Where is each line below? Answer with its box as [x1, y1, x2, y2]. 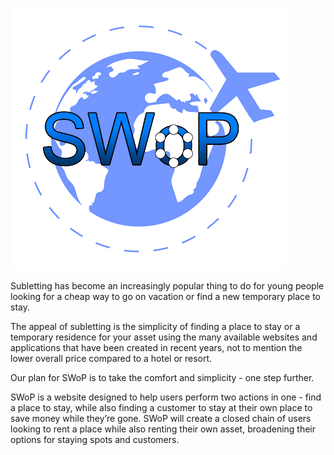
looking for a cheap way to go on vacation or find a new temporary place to [10, 291, 321, 302]
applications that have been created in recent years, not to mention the [10, 342, 303, 353]
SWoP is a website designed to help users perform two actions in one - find [10, 391, 322, 403]
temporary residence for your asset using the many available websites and [10, 331, 318, 343]
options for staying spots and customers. [10, 434, 180, 445]
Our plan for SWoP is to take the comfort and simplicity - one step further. [10, 372, 315, 383]
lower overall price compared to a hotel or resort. [10, 353, 213, 364]
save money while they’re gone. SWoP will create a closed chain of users [10, 413, 312, 424]
